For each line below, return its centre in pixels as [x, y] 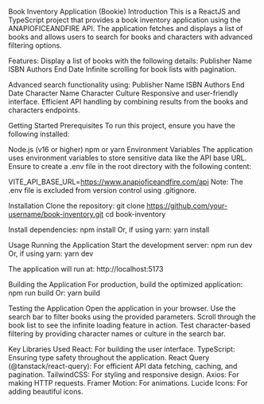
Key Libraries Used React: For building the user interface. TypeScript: [122, 349]
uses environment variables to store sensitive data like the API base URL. [128, 158]
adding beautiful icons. [46, 391]
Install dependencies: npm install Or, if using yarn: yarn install [109, 229]
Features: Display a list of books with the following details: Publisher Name [130, 61]
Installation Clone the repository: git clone [77, 206]
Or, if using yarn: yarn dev [51, 253]
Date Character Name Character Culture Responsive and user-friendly [123, 93]
